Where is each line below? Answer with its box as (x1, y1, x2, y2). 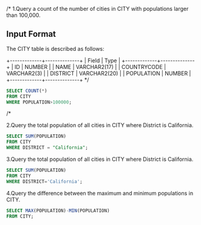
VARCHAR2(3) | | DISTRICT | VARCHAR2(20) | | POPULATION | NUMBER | (6, 70, 191, 77)
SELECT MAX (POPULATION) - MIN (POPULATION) (6, 207, 111, 214)
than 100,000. (6, 11, 41, 19)
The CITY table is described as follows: (6, 45, 104, 52)
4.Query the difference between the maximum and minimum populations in (6, 189, 194, 197)
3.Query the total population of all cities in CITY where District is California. (6, 155, 194, 163)
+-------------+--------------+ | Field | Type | (6, 57, 120, 64)
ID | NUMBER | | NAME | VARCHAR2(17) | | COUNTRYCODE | (14, 63, 166, 70)
